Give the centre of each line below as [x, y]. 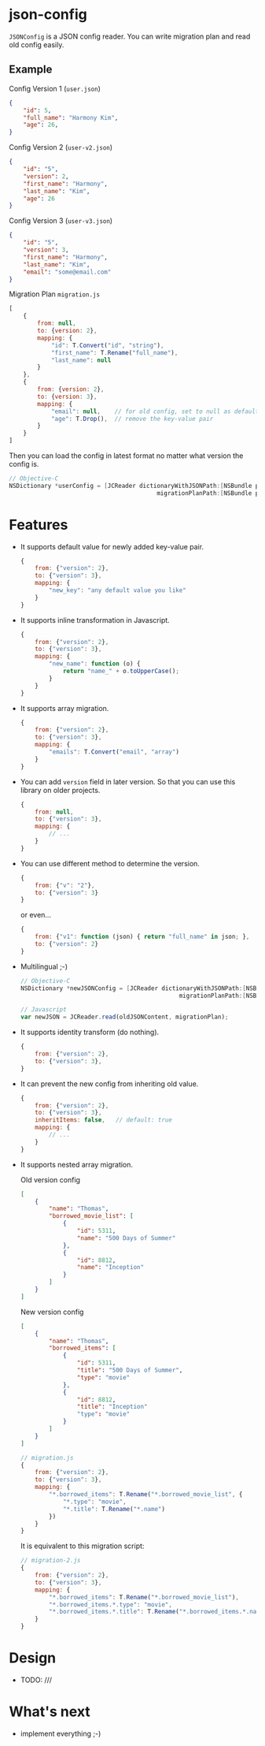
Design [33, 1658]
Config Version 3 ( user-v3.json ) [61, 221]
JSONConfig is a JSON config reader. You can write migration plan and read [130, 36]
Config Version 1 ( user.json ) [55, 88]
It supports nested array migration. [76, 1164]
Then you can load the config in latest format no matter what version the [126, 456]
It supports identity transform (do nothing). [90, 1032]
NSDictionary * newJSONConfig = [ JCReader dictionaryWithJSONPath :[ [133, 988]
